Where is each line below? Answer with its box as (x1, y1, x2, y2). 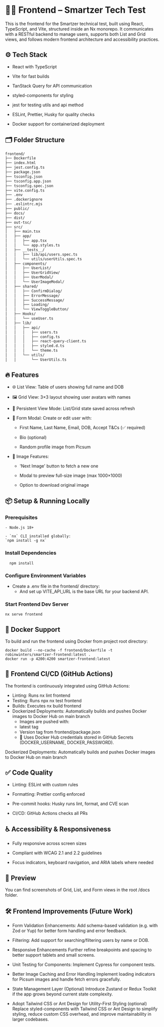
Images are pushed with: (19, 718, 70, 724)
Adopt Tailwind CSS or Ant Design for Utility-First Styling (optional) (12, 1001, 147, 1007)
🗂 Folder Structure (5, 136, 65, 144)
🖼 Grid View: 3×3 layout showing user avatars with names (12, 394, 131, 400)
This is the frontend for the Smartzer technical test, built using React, (5, 21, 144, 27)
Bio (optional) (19, 434, 47, 440)
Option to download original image (19, 482, 89, 488)
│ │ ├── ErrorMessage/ (5, 293, 60, 298)
